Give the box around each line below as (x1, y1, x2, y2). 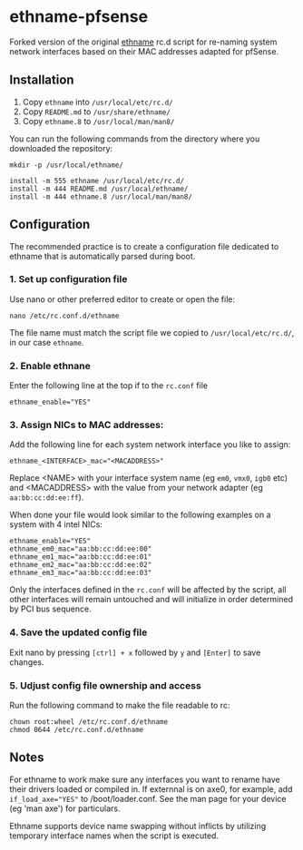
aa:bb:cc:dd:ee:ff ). (9, 492, 84, 503)
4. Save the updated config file (9, 626, 148, 639)
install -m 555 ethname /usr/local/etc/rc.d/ (9, 176, 184, 185)
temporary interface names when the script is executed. (9, 830, 220, 841)
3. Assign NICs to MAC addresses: (9, 419, 164, 432)
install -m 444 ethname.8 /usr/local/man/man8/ (9, 192, 193, 201)
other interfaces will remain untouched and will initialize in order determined (9, 594, 293, 605)
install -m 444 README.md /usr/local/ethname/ (9, 184, 189, 193)
